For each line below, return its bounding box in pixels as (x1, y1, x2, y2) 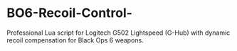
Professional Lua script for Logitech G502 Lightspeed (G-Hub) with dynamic (6, 28, 231, 37)
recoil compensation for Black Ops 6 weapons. (6, 35, 144, 44)
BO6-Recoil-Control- (6, 5, 133, 21)
